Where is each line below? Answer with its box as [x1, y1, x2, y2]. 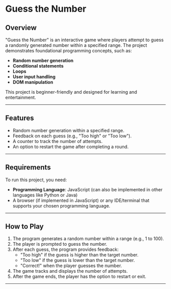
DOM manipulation [12, 79, 53, 85]
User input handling [12, 74, 56, 79]
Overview [5, 23, 37, 32]
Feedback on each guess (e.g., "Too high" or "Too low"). [12, 133, 132, 139]
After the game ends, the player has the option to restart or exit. [12, 273, 147, 280]
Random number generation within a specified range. [12, 127, 125, 133]
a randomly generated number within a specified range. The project [5, 42, 148, 48]
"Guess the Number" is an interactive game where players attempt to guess [5, 37, 164, 43]
